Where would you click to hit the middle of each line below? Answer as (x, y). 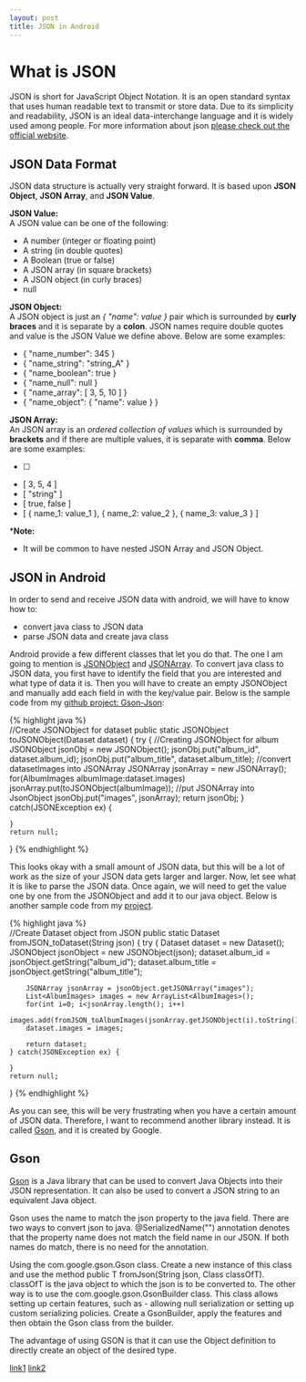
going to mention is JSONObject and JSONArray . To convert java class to (147, 664)
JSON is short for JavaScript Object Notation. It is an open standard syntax (150, 97)
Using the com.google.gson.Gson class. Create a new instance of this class (151, 1264)
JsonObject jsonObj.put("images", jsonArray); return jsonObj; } (127, 798)
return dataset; (57, 1044)
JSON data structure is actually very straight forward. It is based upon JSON (153, 186)
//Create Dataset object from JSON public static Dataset (115, 933)
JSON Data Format (63, 164)
